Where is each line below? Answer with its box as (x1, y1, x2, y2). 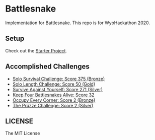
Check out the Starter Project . (5, 47, 67, 53)
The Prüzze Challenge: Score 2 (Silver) (12, 102, 94, 108)
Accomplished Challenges (5, 62, 90, 71)
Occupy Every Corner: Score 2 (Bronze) (12, 97, 96, 103)
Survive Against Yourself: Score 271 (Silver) (12, 86, 103, 92)
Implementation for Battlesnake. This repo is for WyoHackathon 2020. (5, 20, 150, 26)
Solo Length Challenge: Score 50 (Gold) (12, 81, 96, 87)
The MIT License (5, 130, 40, 136)
